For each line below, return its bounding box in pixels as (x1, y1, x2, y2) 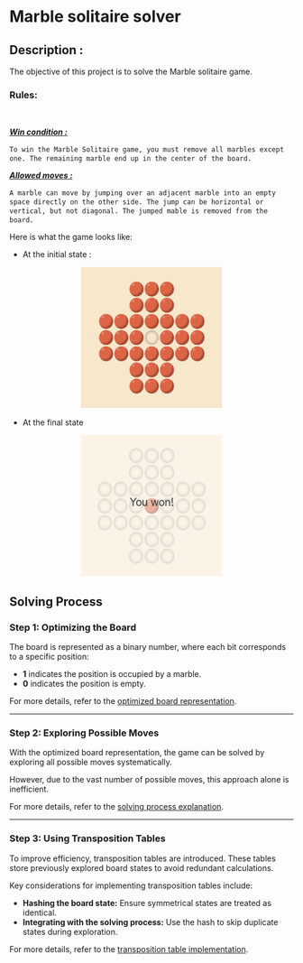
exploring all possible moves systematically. (9, 756, 173, 768)
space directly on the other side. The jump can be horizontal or (9, 198, 264, 207)
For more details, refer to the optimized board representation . (9, 695, 237, 706)
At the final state (22, 417, 84, 428)
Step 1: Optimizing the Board (9, 621, 137, 634)
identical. (22, 907, 57, 918)
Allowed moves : (9, 170, 73, 181)
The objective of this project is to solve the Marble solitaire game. (9, 66, 252, 77)
